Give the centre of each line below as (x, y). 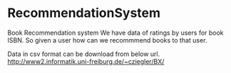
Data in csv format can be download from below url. (84, 54)
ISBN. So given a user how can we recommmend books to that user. (107, 40)
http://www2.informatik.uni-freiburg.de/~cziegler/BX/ (86, 61)
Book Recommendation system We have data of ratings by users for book (115, 33)
